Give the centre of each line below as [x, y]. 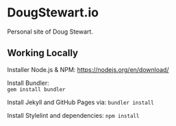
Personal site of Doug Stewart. [50, 32]
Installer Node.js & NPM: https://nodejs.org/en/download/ [88, 69]
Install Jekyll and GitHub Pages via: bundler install [80, 102]
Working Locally [43, 53]
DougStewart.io [53, 13]
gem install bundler [37, 89]
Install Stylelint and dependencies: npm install [73, 115]
